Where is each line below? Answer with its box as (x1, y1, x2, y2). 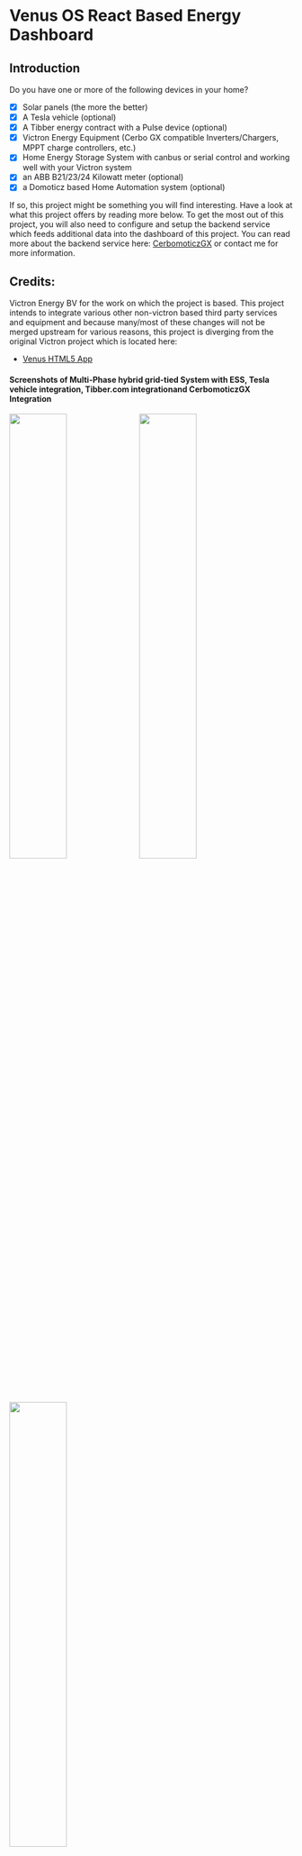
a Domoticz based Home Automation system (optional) (22, 182, 226, 193)
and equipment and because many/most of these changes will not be (9, 317, 265, 328)
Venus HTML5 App (22, 353, 93, 365)
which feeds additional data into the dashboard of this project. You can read (9, 229, 290, 240)
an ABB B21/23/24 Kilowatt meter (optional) (22, 172, 184, 183)
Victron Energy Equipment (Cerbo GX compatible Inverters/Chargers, (22, 132, 280, 143)
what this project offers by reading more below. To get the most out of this (9, 209, 285, 221)
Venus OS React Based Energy (9, 5, 242, 26)
